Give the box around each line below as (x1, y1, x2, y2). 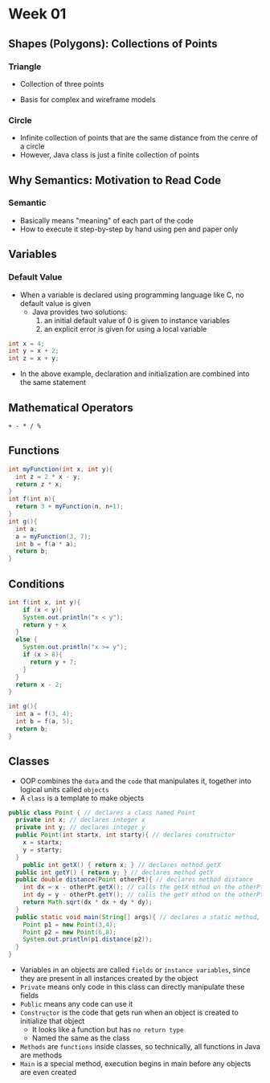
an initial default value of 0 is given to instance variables (43, 315, 231, 325)
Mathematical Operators (8, 401, 134, 415)
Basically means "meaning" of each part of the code (19, 215, 194, 225)
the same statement (19, 378, 87, 387)
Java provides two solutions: (31, 307, 127, 317)
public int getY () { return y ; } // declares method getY (15, 868, 215, 877)
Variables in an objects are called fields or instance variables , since (19, 965, 251, 975)
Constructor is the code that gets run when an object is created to (19, 1007, 239, 1017)
